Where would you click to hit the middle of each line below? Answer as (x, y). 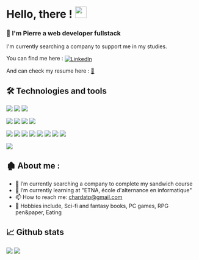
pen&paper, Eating (38, 212)
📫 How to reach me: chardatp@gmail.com (69, 197)
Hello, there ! (39, 14)
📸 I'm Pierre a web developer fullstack (63, 34)
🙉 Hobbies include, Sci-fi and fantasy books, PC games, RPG (92, 206)
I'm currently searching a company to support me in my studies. (87, 46)
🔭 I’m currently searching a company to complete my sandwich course (104, 184)
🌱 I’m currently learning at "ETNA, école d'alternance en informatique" (103, 190)
